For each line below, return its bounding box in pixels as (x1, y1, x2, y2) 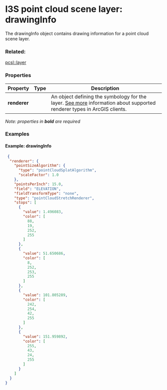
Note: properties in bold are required (5, 118, 81, 124)
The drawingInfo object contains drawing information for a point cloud (5, 30, 149, 36)
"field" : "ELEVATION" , (14, 186, 61, 191)
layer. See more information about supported (51, 99, 156, 106)
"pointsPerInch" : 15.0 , (14, 181, 64, 187)
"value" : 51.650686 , (23, 251, 66, 256)
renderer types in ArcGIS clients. (51, 105, 127, 112)
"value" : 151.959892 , (23, 334, 68, 339)
